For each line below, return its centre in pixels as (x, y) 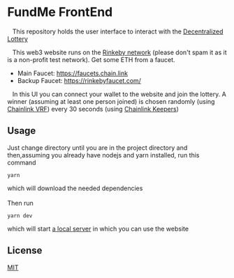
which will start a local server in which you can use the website (98, 229)
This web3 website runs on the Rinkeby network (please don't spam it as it (119, 52)
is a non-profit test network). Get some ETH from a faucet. (92, 59)
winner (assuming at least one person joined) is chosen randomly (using (111, 101)
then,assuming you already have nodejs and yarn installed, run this (103, 155)
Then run (20, 203)
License (25, 250)
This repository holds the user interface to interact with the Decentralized (118, 31)
